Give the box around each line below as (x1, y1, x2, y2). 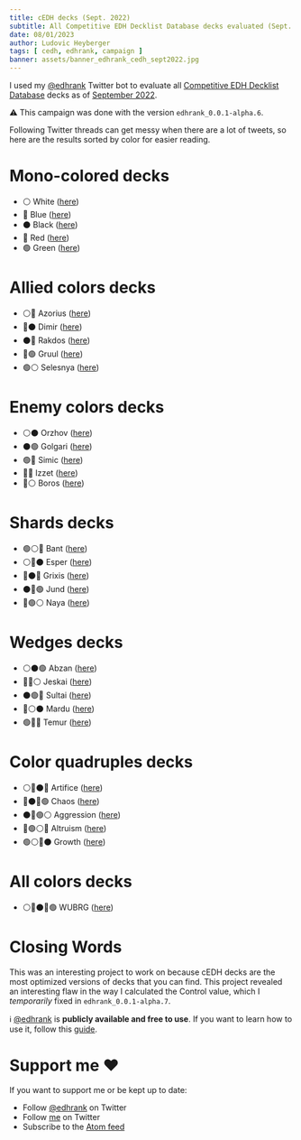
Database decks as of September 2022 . (9, 89, 158, 100)
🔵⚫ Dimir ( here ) (22, 321, 83, 332)
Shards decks (9, 513, 114, 533)
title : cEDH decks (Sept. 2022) (9, 13, 131, 23)
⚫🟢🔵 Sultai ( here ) (22, 690, 92, 700)
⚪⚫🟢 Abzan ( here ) (22, 663, 97, 673)
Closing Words (9, 936, 123, 957)
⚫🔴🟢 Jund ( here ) (22, 583, 90, 594)
